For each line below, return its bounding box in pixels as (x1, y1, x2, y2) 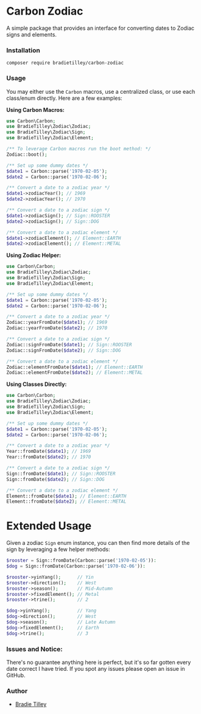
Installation (6, 46, 41, 54)
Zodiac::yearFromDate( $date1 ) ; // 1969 (6, 320, 108, 326)
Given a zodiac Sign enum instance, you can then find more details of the (6, 539, 190, 547)
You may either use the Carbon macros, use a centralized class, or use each (6, 88, 196, 95)
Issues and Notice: (6, 645, 63, 653)
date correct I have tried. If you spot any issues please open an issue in (6, 665, 185, 673)
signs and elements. (6, 30, 57, 38)
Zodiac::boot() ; (6, 151, 48, 158)
